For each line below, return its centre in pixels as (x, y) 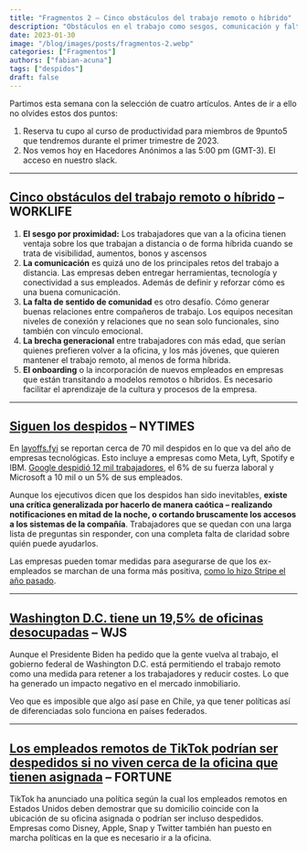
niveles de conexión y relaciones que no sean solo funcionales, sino (151, 321)
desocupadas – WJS (69, 632)
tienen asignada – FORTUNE (91, 777)
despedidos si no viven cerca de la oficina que (144, 763)
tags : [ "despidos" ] (47, 69)
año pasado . (33, 580)
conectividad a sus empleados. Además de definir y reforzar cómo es (153, 282)
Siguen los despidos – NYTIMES (102, 426)
